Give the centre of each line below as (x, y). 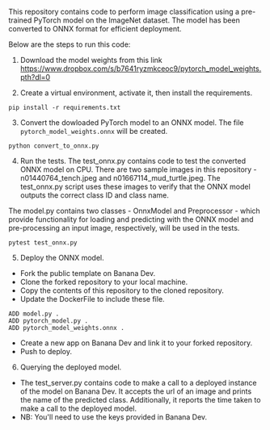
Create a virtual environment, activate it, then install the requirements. (136, 93)
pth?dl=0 (35, 77)
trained (20, 20)
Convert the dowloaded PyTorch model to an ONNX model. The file (132, 123)
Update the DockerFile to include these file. (92, 299)
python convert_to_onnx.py (54, 146)
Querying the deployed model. (71, 367)
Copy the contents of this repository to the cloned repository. (122, 290)
